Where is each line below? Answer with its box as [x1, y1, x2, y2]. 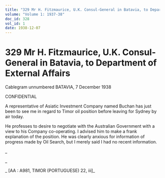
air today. [5, 114, 24, 120]
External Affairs [5, 68, 70, 79]
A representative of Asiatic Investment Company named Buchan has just [5, 103, 152, 109]
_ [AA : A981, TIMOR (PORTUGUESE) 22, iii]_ [5, 168, 95, 174]
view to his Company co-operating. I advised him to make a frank [5, 129, 137, 135]
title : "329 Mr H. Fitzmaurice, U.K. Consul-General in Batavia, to [5, 7, 148, 12]
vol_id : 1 [5, 21, 26, 26]
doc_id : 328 [5, 16, 29, 21]
